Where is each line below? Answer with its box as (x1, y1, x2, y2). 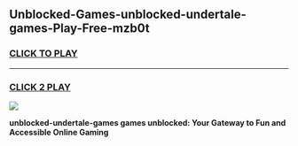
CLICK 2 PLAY (9, 81, 71, 93)
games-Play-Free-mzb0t (9, 21, 150, 36)
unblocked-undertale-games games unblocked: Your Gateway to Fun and (9, 117, 286, 127)
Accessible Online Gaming (9, 127, 109, 137)
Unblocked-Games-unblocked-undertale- (9, 7, 247, 22)
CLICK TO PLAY (9, 48, 78, 60)
